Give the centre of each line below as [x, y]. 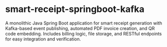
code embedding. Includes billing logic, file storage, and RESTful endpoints [83, 33]
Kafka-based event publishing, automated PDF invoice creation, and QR [80, 28]
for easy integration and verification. [43, 39]
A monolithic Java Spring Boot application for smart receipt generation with [84, 23]
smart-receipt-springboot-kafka [75, 9]
